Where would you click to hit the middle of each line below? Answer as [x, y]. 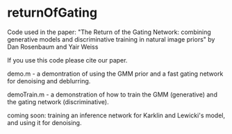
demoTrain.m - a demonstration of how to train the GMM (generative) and [112, 94]
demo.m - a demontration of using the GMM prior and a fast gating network [115, 74]
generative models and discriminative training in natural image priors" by [111, 39]
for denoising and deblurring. [49, 81]
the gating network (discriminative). [58, 101]
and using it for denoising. [44, 122]
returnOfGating [52, 13]
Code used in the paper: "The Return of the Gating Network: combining [109, 32]
